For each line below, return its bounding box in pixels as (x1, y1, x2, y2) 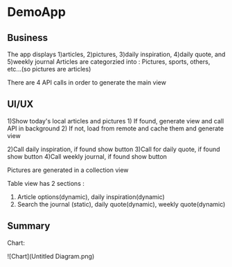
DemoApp (7, 4, 66, 20)
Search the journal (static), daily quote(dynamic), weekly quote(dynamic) (17, 200, 226, 208)
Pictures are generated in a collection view (7, 166, 130, 174)
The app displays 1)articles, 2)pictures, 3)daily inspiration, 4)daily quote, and (7, 50, 226, 58)
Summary (7, 220, 51, 232)
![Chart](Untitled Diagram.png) (7, 252, 95, 260)
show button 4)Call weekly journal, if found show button (7, 152, 168, 160)
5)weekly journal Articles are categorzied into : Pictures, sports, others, (7, 58, 211, 66)
